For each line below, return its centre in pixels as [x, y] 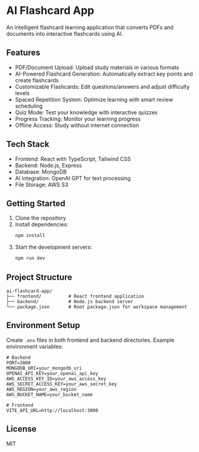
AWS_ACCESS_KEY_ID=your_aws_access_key [56, 379]
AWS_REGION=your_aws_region [42, 389]
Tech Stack [28, 144]
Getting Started [36, 203]
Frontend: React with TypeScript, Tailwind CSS [73, 159]
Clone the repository [40, 218]
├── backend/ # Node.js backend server [70, 301]
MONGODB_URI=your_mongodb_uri [44, 368]
